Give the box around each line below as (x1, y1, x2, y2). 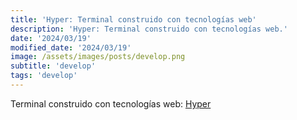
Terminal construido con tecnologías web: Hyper (10, 97, 212, 110)
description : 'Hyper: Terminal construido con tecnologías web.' (10, 24, 288, 34)
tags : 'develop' (10, 71, 78, 81)
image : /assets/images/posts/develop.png (10, 52, 186, 62)
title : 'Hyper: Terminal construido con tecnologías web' (10, 14, 257, 25)
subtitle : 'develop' (10, 61, 97, 71)
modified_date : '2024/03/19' (10, 42, 132, 53)
